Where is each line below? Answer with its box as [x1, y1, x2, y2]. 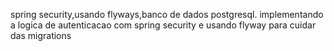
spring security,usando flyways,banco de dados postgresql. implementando [10, 9, 324, 20]
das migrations [10, 30, 72, 41]
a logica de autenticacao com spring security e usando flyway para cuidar [10, 19, 317, 31]
